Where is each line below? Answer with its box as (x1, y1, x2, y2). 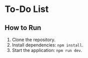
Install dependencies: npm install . (11, 42, 83, 48)
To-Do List (4, 3, 49, 15)
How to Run (4, 23, 41, 32)
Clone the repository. (11, 36, 55, 42)
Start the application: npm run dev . (11, 47, 82, 53)
